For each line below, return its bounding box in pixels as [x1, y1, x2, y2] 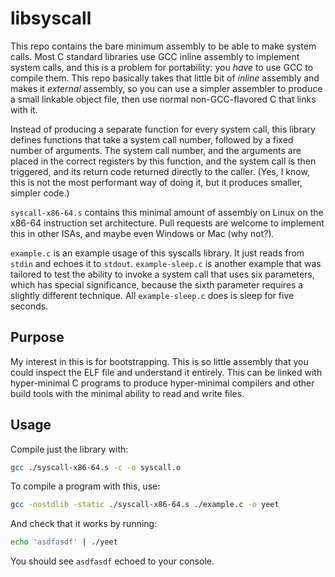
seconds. [10, 300, 49, 312]
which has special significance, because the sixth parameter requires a [10, 278, 304, 291]
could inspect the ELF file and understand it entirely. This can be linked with [10, 366, 323, 378]
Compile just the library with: [10, 443, 129, 455]
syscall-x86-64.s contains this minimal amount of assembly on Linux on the [10, 206, 324, 218]
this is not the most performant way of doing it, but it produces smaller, [10, 176, 303, 188]
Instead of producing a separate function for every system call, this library [10, 123, 316, 135]
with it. [10, 103, 38, 116]
